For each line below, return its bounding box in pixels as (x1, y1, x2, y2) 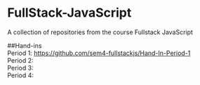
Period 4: (7, 71, 34, 79)
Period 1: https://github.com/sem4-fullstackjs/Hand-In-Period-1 (7, 49, 191, 57)
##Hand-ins (7, 41, 42, 49)
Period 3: (7, 63, 34, 72)
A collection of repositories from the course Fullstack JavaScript (7, 28, 193, 36)
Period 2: (7, 56, 34, 64)
